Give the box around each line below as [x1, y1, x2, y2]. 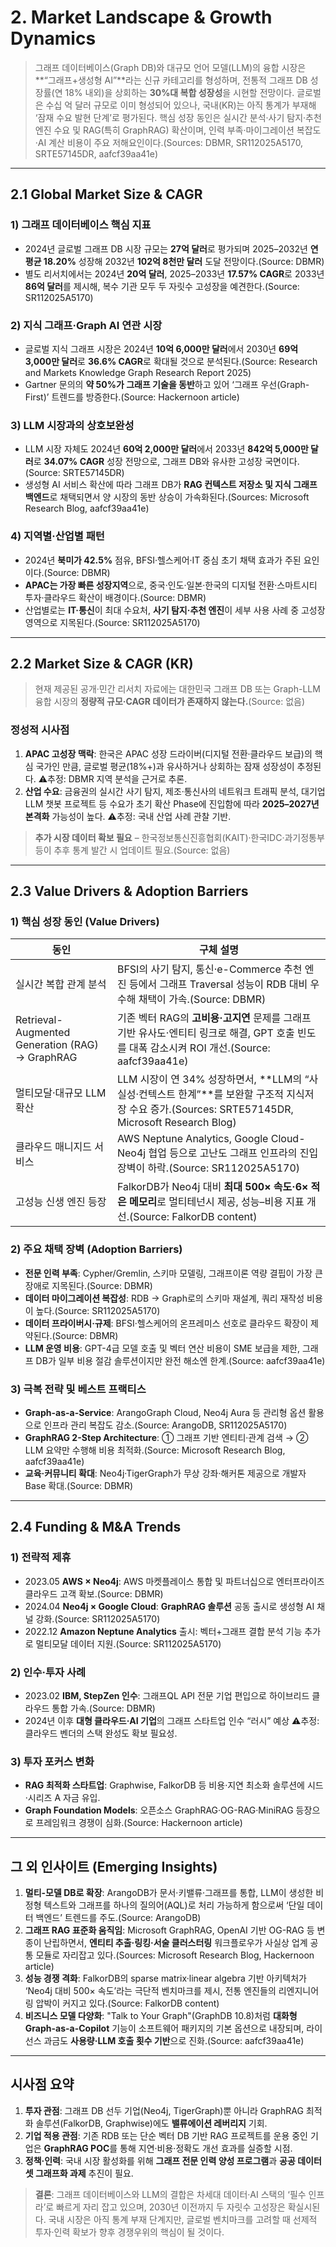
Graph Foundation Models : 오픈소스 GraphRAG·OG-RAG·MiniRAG [24, 1804, 294, 1816]
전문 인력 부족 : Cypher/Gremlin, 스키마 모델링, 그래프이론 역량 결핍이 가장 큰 [24, 1267, 323, 1279]
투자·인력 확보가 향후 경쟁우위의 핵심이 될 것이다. [34, 2226, 225, 2238]
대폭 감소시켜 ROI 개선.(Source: [128, 1041, 271, 1055]
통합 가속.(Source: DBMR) [51, 1702, 156, 1714]
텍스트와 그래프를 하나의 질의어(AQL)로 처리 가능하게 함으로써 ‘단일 [43, 1899, 305, 1911]
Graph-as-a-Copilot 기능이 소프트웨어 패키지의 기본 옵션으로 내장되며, [24, 2022, 305, 2034]
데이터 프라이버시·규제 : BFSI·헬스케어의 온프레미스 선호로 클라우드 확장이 [24, 1317, 309, 1329]
